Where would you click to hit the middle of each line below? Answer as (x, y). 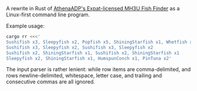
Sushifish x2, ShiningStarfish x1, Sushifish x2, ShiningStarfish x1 (93, 53)
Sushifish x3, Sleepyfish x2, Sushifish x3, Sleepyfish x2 (80, 47)
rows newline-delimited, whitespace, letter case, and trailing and (84, 76)
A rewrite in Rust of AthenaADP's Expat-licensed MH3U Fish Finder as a (93, 8)
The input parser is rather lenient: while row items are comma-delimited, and (98, 69)
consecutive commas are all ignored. (51, 82)
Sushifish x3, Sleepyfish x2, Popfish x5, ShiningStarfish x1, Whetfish (97, 42)
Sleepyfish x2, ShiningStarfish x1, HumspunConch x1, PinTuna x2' (89, 58)
